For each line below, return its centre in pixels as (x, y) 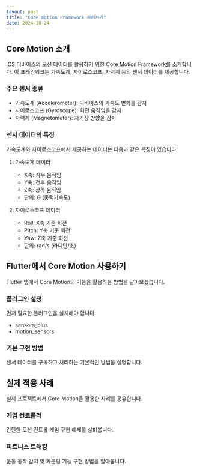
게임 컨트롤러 (24, 415)
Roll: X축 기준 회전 (45, 223)
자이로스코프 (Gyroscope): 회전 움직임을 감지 (68, 110)
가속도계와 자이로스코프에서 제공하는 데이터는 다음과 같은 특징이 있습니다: (92, 149)
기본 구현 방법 (25, 348)
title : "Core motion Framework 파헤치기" (56, 17)
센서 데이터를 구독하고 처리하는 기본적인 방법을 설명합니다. (74, 362)
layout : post (23, 12)
